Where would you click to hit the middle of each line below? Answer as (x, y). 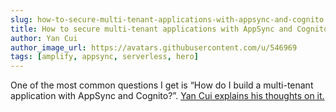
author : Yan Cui (44, 38)
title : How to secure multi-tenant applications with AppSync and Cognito (169, 29)
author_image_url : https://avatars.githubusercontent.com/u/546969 (154, 47)
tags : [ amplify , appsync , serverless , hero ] (104, 57)
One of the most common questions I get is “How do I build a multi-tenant (162, 85)
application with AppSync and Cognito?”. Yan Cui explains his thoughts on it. (167, 96)
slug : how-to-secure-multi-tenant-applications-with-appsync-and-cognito (167, 19)
